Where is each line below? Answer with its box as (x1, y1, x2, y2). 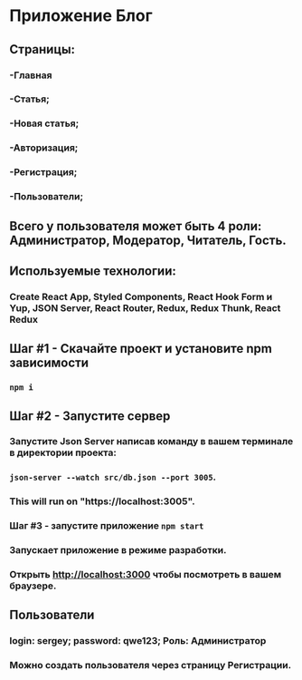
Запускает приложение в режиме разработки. (9, 544, 227, 557)
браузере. (9, 579, 57, 592)
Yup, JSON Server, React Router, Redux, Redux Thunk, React (9, 301, 281, 314)
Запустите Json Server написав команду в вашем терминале (9, 435, 294, 448)
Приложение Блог (9, 5, 153, 26)
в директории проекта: (9, 446, 118, 459)
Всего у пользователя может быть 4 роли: (9, 219, 262, 234)
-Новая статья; (9, 117, 80, 130)
